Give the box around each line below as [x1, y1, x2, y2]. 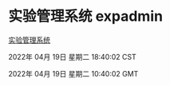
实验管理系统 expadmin [8, 7, 164, 25]
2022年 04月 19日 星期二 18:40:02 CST [8, 52, 137, 61]
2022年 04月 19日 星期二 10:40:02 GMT [8, 68, 139, 78]
